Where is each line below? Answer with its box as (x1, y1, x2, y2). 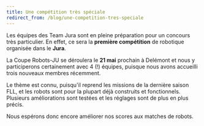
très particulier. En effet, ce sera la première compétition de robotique (6, 38, 184, 45)
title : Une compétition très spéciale (6, 9, 105, 15)
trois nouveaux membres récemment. (6, 69, 101, 76)
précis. (6, 100, 24, 108)
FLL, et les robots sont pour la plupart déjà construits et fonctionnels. (6, 87, 181, 95)
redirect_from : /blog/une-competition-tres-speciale (6, 15, 144, 21)
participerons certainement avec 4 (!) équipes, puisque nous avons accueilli (6, 62, 198, 70)
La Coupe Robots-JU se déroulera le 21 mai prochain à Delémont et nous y (6, 56, 195, 64)
